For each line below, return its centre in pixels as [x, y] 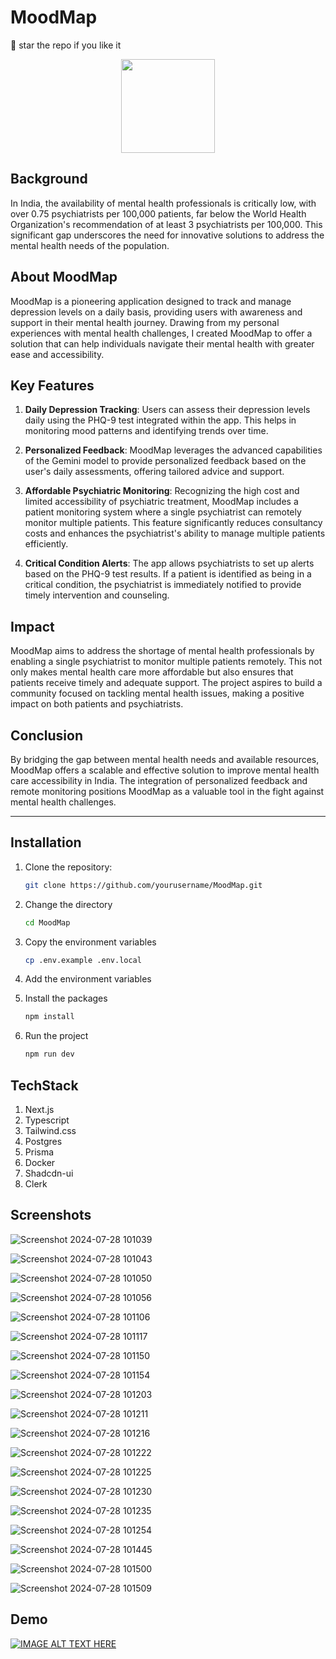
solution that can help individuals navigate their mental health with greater [162, 343]
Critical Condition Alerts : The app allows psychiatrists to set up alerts [169, 563]
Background [49, 179]
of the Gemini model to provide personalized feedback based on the [165, 461]
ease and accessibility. [57, 354]
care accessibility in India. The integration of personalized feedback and [159, 780]
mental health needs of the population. [90, 245]
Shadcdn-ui [49, 1173]
